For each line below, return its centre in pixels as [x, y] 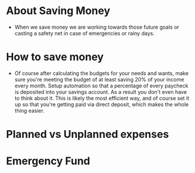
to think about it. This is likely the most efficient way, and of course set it [102, 98]
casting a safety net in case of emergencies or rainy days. [85, 33]
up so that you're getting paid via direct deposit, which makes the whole [102, 104]
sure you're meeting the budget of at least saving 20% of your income [99, 79]
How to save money [55, 57]
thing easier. [30, 110]
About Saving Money [58, 11]
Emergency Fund [48, 161]
